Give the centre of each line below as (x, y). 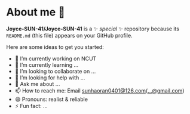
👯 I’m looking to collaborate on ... (55, 71)
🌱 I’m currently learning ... (47, 64)
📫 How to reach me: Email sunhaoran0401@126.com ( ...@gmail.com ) (99, 90)
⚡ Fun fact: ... (31, 106)
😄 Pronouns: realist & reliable (51, 99)
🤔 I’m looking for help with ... (50, 78)
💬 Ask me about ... (37, 84)
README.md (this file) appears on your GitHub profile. (69, 35)
